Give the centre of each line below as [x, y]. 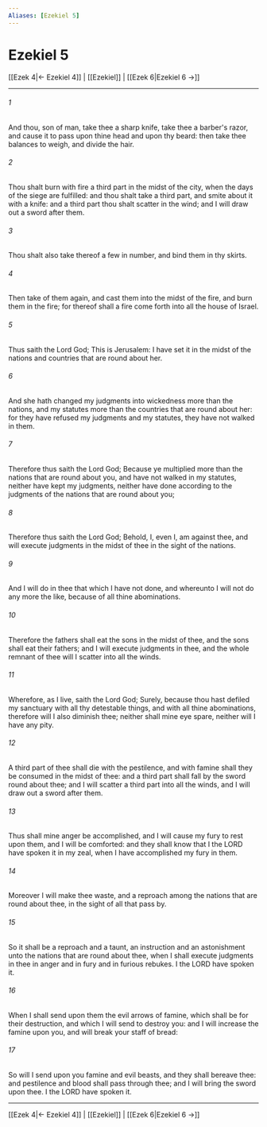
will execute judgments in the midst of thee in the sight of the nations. [122, 546]
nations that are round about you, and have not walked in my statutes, [122, 477]
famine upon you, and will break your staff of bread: [93, 1032]
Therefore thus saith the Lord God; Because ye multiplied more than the [126, 468]
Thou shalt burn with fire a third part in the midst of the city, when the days [131, 187]
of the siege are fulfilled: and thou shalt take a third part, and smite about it [130, 195]
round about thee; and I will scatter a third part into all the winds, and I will [129, 785]
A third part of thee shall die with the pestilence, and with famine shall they [130, 768]
